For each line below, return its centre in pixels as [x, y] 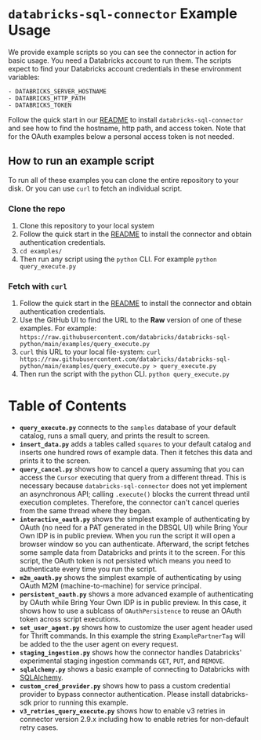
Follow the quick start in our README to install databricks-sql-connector [126, 119]
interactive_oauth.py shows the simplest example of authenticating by [135, 519]
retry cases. [39, 727]
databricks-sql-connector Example [123, 14]
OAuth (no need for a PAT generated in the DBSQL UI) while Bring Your [134, 527]
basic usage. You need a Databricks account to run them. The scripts [120, 60]
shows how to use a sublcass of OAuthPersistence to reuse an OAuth [130, 611]
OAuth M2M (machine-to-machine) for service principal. [111, 586]
